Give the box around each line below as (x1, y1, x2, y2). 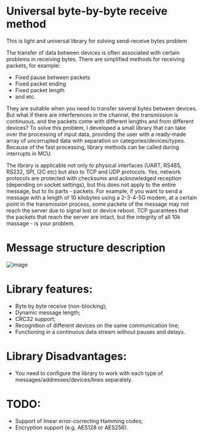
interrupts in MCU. (6, 150, 53, 157)
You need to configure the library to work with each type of (15, 369, 164, 377)
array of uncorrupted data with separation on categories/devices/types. (6, 137, 186, 144)
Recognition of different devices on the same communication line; (15, 322, 180, 329)
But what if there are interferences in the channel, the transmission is (6, 111, 179, 118)
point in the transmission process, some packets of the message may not (6, 200, 189, 208)
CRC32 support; (15, 315, 56, 322)
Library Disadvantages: (6, 350, 127, 363)
